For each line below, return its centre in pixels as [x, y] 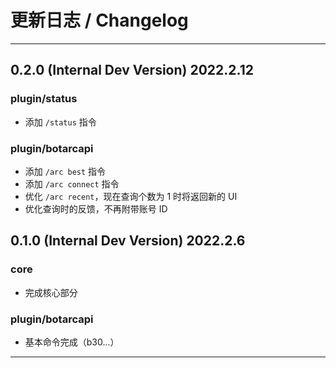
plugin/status [44, 99]
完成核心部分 [51, 292]
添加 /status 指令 [60, 122]
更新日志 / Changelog [99, 20]
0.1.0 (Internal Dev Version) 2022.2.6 [128, 241]
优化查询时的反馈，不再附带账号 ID [96, 208]
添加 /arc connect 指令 [72, 183]
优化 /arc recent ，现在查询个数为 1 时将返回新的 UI [131, 196]
